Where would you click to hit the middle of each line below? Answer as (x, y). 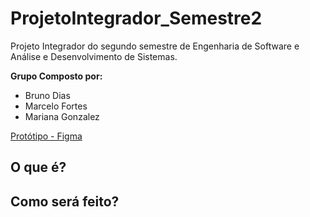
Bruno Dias (47, 95)
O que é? (38, 167)
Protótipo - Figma (46, 136)
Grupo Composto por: (56, 76)
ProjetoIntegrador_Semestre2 (136, 18)
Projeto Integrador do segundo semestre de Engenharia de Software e (155, 46)
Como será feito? (65, 201)
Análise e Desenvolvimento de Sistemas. (94, 56)
